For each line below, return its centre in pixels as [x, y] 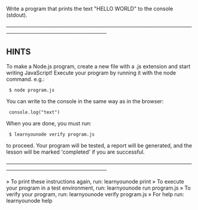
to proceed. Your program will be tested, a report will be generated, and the [99, 145]
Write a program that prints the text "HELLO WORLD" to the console [90, 9]
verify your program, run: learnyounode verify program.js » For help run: [95, 194]
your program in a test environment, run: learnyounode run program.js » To [99, 188]
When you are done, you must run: [49, 123]
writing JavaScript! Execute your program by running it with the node [91, 73]
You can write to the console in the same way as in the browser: [85, 101]
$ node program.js [32, 90]
